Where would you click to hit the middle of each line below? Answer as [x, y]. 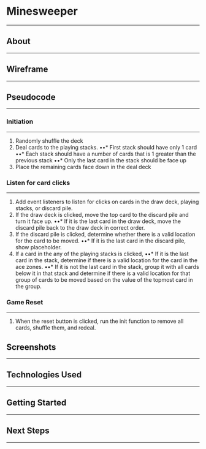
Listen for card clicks [38, 183]
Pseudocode [31, 97]
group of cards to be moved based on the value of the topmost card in [104, 279]
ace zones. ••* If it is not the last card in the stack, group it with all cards [107, 266]
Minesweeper [42, 11]
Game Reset [25, 302]
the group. [28, 286]
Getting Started [36, 403]
